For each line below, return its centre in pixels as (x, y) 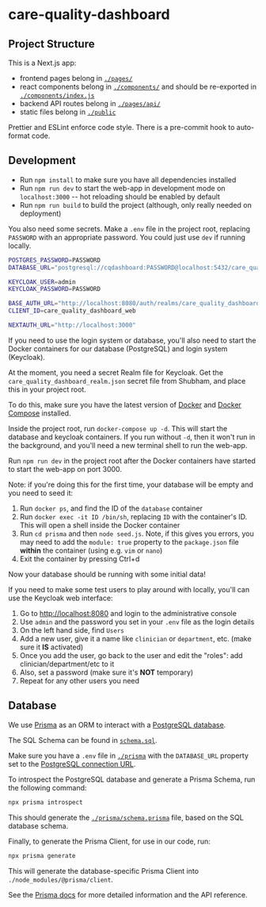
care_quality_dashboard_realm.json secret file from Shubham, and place (127, 381)
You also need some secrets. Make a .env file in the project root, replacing (129, 228)
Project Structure (51, 44)
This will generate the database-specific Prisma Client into (104, 871)
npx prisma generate (42, 855)
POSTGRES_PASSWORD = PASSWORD (55, 260)
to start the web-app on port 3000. (65, 469)
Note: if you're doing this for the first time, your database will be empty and (131, 484)
